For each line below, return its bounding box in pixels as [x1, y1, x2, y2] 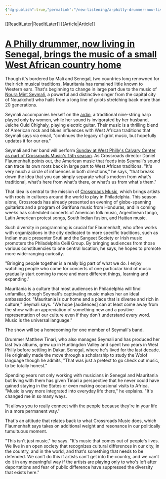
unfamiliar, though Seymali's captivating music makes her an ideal [5, 290, 139, 297]
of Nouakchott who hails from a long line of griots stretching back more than [5, 96, 161, 102]
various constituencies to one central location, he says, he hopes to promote [5, 245, 161, 251]
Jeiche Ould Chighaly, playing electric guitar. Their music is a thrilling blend [5, 122, 159, 128]
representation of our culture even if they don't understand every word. [5, 312, 151, 318]
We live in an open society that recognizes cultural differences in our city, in [5, 443, 160, 449]
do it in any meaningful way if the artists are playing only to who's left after [5, 459, 157, 465]
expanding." [5, 276, 30, 282]
